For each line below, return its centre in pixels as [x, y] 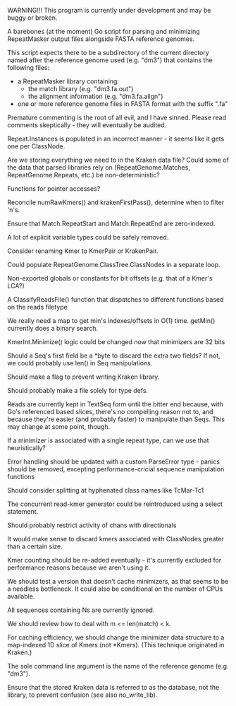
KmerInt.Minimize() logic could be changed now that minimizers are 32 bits [116, 342]
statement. [23, 511]
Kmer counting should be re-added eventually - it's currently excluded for [114, 560]
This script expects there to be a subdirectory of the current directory [108, 53]
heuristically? [26, 448]
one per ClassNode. [36, 146]
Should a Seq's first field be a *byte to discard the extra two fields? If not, [114, 355]
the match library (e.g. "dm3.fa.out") [81, 89]
